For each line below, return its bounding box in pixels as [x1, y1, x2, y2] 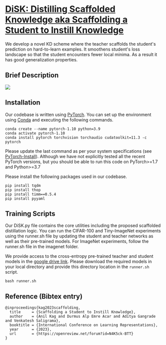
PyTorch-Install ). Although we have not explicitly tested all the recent [5, 153, 145, 159]
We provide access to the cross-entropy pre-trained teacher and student [5, 253, 154, 259]
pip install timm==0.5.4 [5, 192, 56, 197]
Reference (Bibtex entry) [5, 292, 83, 300]
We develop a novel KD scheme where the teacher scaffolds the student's [5, 41, 156, 47]
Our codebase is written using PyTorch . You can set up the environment [5, 112, 152, 117]
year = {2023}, [9, 327, 52, 332]
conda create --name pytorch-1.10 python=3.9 [5, 126, 100, 131]
